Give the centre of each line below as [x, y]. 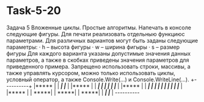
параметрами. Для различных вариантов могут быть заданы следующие [102, 40]
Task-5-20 [34, 11]
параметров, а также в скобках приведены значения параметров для [98, 60]
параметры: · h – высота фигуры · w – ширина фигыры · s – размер [93, 47]
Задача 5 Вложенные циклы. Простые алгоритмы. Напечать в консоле [99, 27]
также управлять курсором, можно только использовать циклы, [91, 73]
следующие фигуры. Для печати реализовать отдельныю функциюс [96, 34]
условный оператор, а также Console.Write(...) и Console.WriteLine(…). [98, 79]
